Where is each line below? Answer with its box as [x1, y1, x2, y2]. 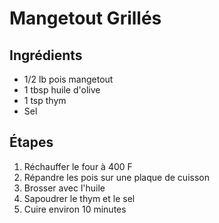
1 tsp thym [23, 95, 67, 106]
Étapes [9, 134, 54, 151]
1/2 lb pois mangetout [23, 73, 114, 85]
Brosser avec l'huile [23, 182, 106, 194]
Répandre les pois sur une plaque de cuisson [23, 171, 210, 183]
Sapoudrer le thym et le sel [23, 192, 136, 204]
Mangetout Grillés [9, 7, 162, 30]
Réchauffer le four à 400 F [23, 160, 133, 172]
